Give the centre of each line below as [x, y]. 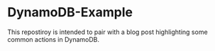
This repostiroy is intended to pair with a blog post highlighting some [107, 32]
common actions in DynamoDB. [54, 39]
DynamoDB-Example [70, 12]
